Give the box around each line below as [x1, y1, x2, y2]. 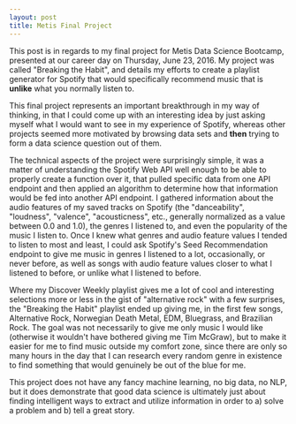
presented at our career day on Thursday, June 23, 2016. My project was [9, 55, 275, 65]
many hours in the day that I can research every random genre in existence [9, 350, 283, 360]
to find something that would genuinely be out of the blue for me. [9, 360, 247, 370]
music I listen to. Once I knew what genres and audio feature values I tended [9, 230, 288, 240]
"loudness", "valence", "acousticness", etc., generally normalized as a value [9, 211, 285, 222]
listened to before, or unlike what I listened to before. [9, 267, 201, 278]
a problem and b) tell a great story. [9, 405, 135, 415]
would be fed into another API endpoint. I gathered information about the [9, 192, 274, 203]
